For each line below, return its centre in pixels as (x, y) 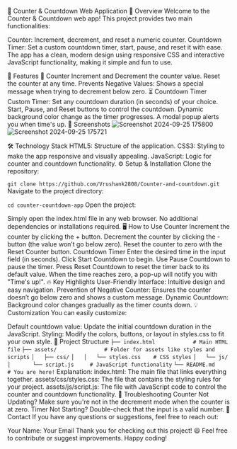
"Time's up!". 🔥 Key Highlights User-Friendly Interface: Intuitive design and (116, 282)
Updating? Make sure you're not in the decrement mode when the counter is (118, 402)
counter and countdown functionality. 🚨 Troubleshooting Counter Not (108, 394)
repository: (23, 171)
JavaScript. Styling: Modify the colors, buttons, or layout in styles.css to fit (116, 334)
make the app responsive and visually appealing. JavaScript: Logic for (110, 156)
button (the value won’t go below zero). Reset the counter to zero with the (115, 244)
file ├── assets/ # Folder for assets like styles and (111, 350)
